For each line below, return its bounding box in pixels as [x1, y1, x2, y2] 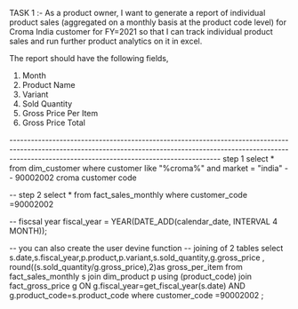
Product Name [21, 80, 76, 90]
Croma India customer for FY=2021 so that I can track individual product [9, 27, 273, 36]
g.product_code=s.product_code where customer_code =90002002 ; [9, 290, 264, 300]
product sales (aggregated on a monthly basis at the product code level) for [9, 17, 287, 28]
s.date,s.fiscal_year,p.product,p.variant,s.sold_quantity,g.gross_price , [9, 252, 265, 263]
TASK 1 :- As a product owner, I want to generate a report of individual [9, 8, 266, 18]
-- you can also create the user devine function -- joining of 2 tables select [9, 243, 284, 253]
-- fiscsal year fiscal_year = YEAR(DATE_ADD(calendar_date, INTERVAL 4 [9, 217, 278, 226]
